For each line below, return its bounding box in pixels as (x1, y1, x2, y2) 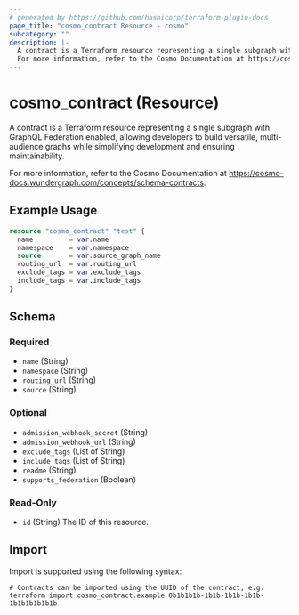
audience (9, 141, 44, 151)
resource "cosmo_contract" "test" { (9, 226, 145, 236)
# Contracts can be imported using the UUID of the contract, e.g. (9, 583, 265, 592)
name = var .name (17, 235, 109, 244)
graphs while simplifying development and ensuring (44, 141, 235, 151)
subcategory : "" (9, 29, 69, 38)
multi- (259, 131, 282, 142)
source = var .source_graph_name (17, 251, 162, 261)
